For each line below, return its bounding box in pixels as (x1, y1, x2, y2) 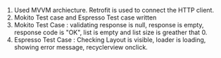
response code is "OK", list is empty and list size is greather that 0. (13, 28, 208, 36)
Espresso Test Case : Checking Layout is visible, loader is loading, (13, 36, 206, 44)
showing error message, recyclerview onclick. (13, 43, 148, 51)
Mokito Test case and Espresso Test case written (13, 13, 157, 22)
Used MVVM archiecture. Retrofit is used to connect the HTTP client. (13, 6, 215, 14)
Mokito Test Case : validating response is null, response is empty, (13, 21, 204, 29)
